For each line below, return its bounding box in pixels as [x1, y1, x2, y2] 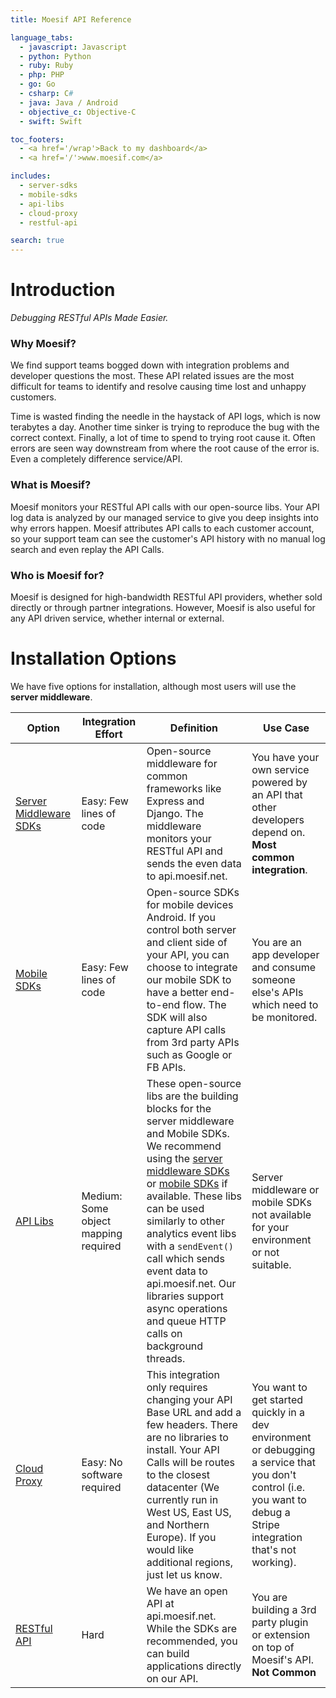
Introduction [10, 279, 116, 301]
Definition [169, 721, 219, 735]
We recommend [146, 1139, 222, 1153]
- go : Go [19, 79, 56, 90]
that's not [251, 1542, 297, 1556]
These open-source [146, 1076, 242, 1090]
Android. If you [146, 910, 216, 924]
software [81, 1467, 123, 1481]
